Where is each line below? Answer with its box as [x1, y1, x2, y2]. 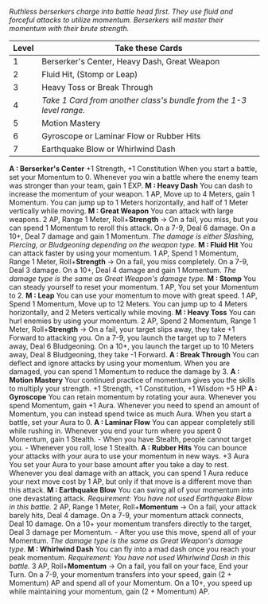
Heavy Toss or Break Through [41, 82, 153, 92]
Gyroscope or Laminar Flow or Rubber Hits [41, 131, 201, 142]
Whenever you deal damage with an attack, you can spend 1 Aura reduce [9, 469, 249, 477]
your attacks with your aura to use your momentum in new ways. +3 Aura [9, 451, 250, 461]
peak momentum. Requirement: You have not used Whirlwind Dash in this [9, 553, 251, 562]
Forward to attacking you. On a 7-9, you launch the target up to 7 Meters [9, 333, 247, 342]
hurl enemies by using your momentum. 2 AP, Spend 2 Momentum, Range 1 [9, 316, 257, 325]
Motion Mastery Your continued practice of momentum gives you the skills [9, 376, 255, 384]
